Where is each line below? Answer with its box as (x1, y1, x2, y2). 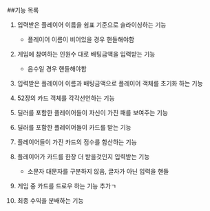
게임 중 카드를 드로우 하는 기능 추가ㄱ (17, 182, 117, 190)
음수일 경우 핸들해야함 (27, 65, 87, 72)
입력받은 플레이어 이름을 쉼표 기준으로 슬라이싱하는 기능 (17, 21, 167, 29)
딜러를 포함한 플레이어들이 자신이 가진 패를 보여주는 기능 (17, 109, 169, 117)
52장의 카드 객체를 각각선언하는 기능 (17, 94, 115, 102)
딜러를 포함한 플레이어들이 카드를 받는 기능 (17, 123, 132, 131)
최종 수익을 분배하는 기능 (17, 197, 84, 205)
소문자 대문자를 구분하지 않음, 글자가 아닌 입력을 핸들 (27, 168, 169, 175)
